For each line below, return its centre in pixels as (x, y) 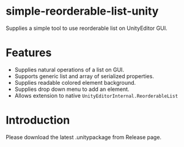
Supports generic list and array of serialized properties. (84, 76)
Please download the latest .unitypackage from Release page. (84, 137)
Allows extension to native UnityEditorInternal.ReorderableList (96, 95)
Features (29, 53)
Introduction (38, 120)
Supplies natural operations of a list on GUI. (69, 70)
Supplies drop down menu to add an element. (72, 89)
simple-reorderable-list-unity (82, 11)
